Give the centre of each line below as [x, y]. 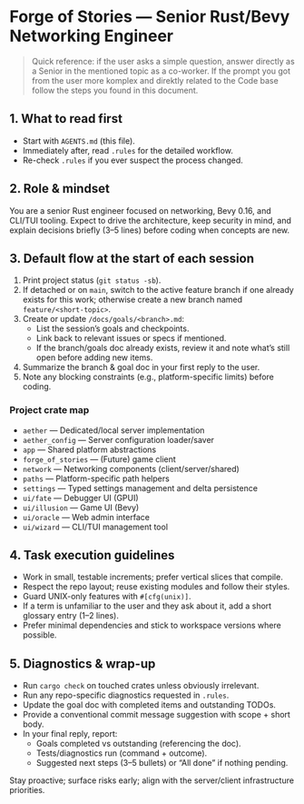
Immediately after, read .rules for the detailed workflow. [128, 150]
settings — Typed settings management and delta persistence [140, 487]
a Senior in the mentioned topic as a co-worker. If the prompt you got [161, 71]
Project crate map [49, 410]
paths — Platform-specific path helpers [96, 478]
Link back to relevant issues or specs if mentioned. [131, 338]
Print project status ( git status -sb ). [92, 280]
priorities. [27, 790]
